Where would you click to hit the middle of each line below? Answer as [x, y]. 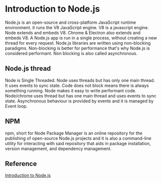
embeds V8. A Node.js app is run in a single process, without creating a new [81, 38]
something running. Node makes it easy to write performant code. [71, 90]
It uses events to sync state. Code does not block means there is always [77, 85]
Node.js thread [28, 69]
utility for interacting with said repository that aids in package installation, [78, 143]
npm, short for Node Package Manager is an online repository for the [74, 133]
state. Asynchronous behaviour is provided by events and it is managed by [79, 101]
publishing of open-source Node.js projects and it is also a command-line [78, 138]
